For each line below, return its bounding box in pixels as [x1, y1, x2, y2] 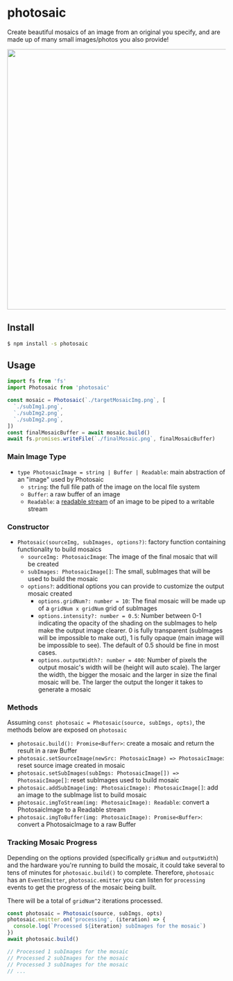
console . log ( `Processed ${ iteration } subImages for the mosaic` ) [13, 923, 207, 930]
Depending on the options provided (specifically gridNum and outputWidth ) [7, 853, 219, 862]
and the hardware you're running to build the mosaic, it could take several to [7, 861, 225, 869]
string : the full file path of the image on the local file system [27, 483, 200, 491]
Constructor [7, 522, 50, 532]
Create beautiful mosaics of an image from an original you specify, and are [7, 28, 221, 36]
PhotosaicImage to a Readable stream [17, 805, 126, 814]
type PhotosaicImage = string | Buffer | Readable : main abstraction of [17, 467, 225, 476]
